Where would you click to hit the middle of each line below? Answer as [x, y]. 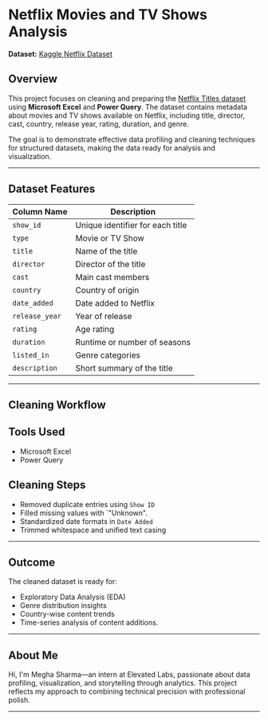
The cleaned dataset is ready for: [63, 582]
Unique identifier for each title [131, 225]
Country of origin [107, 290]
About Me [33, 655]
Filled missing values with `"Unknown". [83, 513]
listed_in [31, 355]
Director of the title [110, 264]
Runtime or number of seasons [133, 342]
